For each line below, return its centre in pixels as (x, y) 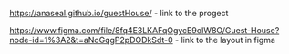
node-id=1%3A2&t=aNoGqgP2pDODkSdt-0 (91, 40)
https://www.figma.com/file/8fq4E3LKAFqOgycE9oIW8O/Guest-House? (144, 30)
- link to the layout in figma (225, 40)
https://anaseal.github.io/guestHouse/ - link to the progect (119, 13)
